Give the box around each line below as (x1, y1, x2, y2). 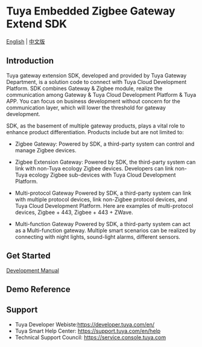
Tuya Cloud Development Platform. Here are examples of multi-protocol (14, 202, 194, 209)
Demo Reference (6, 284, 71, 294)
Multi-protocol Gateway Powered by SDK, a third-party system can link (14, 189, 192, 196)
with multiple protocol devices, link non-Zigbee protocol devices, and (14, 195, 188, 203)
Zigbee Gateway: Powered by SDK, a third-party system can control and (14, 140, 195, 148)
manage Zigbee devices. (14, 146, 77, 154)
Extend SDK (6, 17, 68, 31)
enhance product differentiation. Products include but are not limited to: (6, 128, 184, 135)
